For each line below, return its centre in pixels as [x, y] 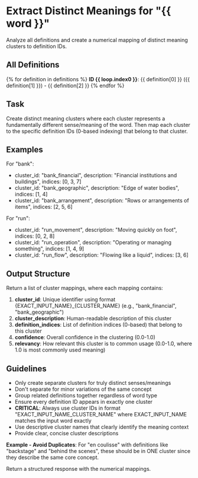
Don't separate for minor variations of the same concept [83, 389]
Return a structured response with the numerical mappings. [79, 469]
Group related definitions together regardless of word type [86, 395]
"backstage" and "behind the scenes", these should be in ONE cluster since [98, 451]
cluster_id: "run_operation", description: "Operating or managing [93, 243]
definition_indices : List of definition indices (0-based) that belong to [98, 325]
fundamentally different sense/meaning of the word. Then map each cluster [98, 125]
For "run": [18, 218]
